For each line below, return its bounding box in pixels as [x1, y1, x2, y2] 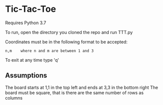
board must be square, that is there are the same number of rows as [5, 90, 144, 96]
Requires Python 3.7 [5, 20, 46, 26]
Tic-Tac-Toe [5, 3, 56, 15]
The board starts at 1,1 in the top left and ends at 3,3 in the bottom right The [5, 84, 159, 90]
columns [5, 95, 23, 101]
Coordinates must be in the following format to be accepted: [5, 38, 128, 45]
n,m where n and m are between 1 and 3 [5, 48, 94, 53]
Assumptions [5, 71, 47, 80]
